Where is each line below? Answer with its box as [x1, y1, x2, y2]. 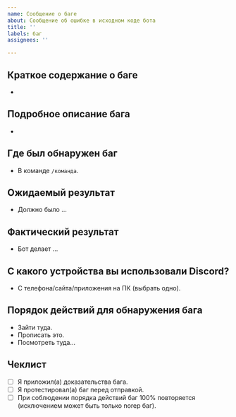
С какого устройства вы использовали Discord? [7, 265, 230, 277]
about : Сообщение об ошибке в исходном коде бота [7, 17, 156, 24]
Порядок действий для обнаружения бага [7, 305, 203, 317]
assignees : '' [7, 37, 49, 44]
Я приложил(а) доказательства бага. [17, 377, 128, 386]
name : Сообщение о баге [7, 10, 77, 18]
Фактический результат [7, 225, 119, 237]
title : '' [7, 23, 37, 30]
